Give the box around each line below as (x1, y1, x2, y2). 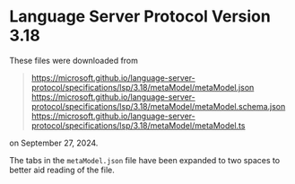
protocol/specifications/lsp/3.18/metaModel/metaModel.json (30, 82, 255, 92)
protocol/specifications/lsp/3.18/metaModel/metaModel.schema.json (30, 101, 286, 111)
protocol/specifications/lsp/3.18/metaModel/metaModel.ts (30, 119, 246, 131)
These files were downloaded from (9, 55, 139, 66)
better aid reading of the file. (9, 164, 115, 175)
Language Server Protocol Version (9, 6, 271, 27)
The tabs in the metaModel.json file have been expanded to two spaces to (9, 154, 281, 165)
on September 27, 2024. (9, 137, 99, 148)
